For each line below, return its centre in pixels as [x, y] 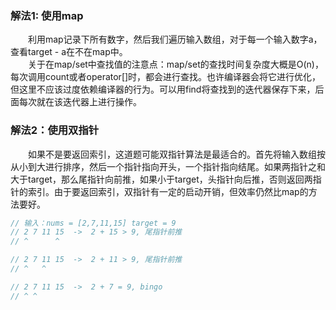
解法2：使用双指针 [55, 130]
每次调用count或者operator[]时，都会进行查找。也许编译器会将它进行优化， [166, 77]
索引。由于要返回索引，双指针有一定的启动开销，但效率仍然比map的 [168, 191]
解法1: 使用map [47, 15]
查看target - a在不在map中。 [69, 52]
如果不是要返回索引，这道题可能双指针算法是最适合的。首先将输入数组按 [177, 154]
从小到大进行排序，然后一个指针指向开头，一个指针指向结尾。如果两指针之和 [168, 166]
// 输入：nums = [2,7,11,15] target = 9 [93, 223]
